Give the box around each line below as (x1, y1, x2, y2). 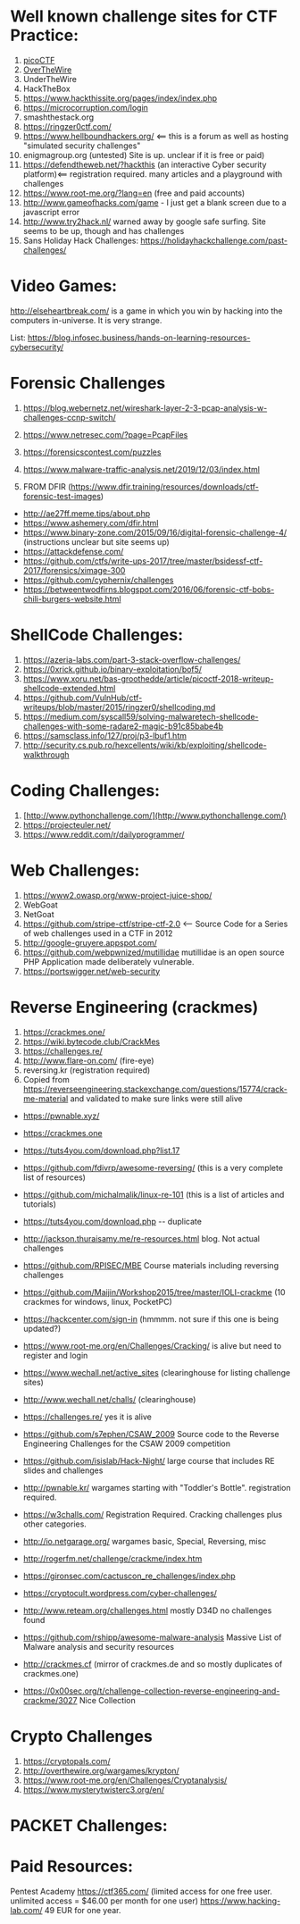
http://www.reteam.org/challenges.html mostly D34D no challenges (22, 1605, 272, 1616)
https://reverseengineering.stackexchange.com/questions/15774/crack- (22, 1083, 288, 1094)
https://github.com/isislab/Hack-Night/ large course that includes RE (22, 1455, 275, 1466)
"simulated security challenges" (22, 140, 141, 151)
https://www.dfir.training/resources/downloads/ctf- (71, 481, 260, 492)
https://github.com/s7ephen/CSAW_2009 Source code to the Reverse (22, 1428, 279, 1439)
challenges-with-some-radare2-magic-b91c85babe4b (22, 721, 224, 732)
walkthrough (22, 749, 70, 760)
